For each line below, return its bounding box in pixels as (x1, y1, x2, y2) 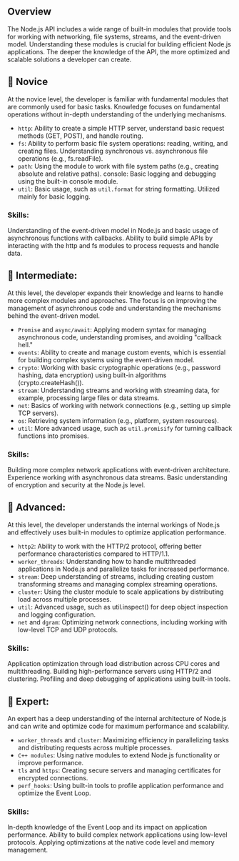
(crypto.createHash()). (17, 378, 84, 387)
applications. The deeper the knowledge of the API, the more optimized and (7, 47, 230, 56)
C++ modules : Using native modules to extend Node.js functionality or (17, 750, 220, 760)
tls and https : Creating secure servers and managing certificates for (17, 766, 221, 775)
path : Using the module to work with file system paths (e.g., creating (17, 161, 219, 170)
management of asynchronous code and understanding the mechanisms (7, 304, 221, 312)
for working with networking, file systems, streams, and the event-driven (7, 32, 221, 41)
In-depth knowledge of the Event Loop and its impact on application (7, 823, 208, 832)
